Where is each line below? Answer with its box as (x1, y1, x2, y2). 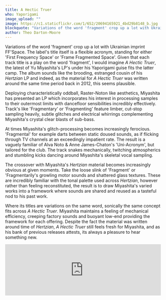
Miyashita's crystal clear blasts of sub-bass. (5, 117, 95, 122)
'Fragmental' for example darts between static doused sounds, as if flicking (5, 131, 159, 137)
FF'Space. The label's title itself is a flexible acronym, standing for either (5, 49, 152, 55)
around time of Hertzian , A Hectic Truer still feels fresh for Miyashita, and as (5, 224, 161, 230)
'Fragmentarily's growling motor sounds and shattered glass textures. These (5, 172, 161, 178)
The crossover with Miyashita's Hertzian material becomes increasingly (5, 162, 151, 168)
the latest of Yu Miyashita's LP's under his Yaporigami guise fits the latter (5, 65, 154, 71)
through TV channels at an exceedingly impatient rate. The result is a (5, 136, 146, 142)
